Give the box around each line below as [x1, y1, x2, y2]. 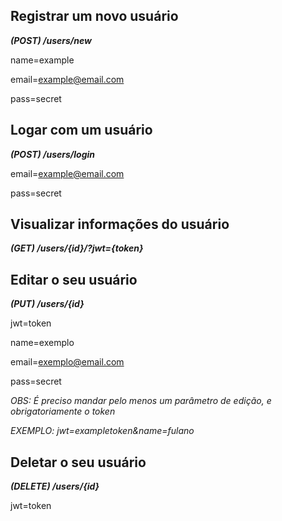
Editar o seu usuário [10, 271, 138, 288]
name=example [10, 54, 75, 66]
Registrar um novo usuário [10, 8, 179, 25]
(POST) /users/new [10, 34, 92, 46]
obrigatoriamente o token [10, 405, 116, 418]
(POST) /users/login [10, 148, 96, 160]
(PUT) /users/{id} [10, 298, 85, 310]
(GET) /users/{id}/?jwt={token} [10, 242, 144, 254]
